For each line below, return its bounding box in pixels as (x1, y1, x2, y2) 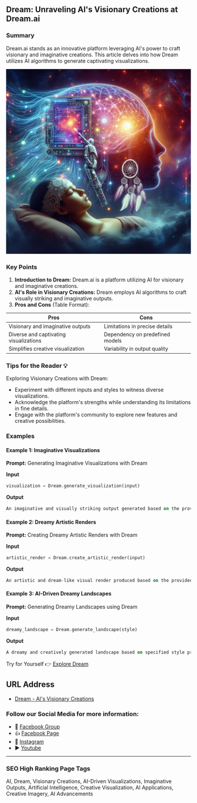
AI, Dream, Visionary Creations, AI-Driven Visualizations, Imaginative (6, 778, 172, 785)
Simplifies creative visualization (8, 345, 85, 353)
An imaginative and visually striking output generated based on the (6, 506, 180, 512)
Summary (6, 32, 35, 40)
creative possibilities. (14, 418, 66, 425)
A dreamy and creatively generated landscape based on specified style (6, 649, 185, 655)
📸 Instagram (14, 738, 44, 745)
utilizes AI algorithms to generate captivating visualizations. (6, 57, 150, 64)
